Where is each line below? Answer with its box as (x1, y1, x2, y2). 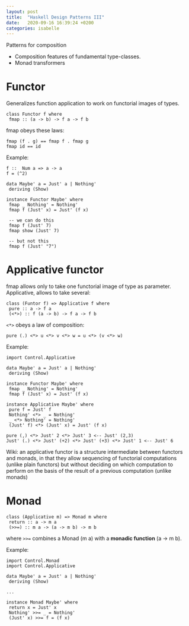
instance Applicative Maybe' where (6, 401, 94, 407)
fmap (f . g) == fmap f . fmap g (6, 138, 89, 144)
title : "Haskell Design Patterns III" (6, 14, 105, 20)
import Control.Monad (6, 558, 60, 564)
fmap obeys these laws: (6, 127, 65, 134)
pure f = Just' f (8, 407, 52, 413)
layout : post (6, 8, 39, 15)
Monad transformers (14, 59, 65, 67)
